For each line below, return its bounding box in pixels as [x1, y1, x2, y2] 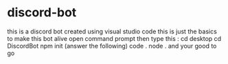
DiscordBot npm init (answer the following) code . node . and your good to [7, 42, 217, 50]
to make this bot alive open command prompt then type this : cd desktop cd [7, 34, 222, 42]
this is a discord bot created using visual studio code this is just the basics [7, 27, 218, 35]
